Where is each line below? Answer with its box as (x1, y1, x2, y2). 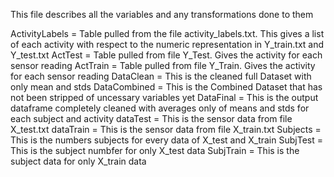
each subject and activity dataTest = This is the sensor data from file (10, 113, 293, 124)
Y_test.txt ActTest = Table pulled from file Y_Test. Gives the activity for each (10, 49, 323, 61)
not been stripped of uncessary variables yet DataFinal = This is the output (10, 92, 319, 103)
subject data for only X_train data (10, 155, 147, 167)
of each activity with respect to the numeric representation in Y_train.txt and (10, 39, 325, 50)
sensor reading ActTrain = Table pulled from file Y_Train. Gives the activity (10, 60, 316, 71)
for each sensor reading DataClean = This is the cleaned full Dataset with (10, 70, 312, 82)
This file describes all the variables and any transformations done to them (10, 9, 314, 20)
